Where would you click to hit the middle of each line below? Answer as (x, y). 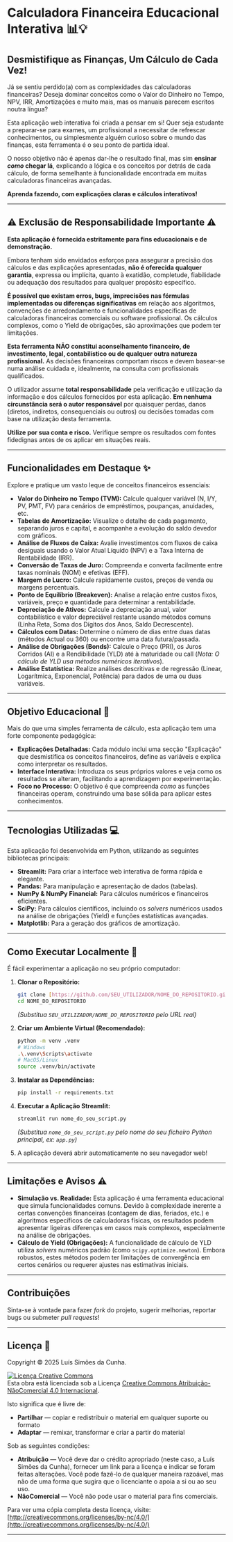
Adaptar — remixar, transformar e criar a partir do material (101, 1433)
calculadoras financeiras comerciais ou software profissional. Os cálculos (112, 317)
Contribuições (39, 1293)
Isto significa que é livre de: (47, 1404)
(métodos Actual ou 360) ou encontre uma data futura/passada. (109, 639)
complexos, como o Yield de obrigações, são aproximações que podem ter (114, 325)
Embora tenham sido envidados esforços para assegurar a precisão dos (110, 260)
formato (28, 1425)
